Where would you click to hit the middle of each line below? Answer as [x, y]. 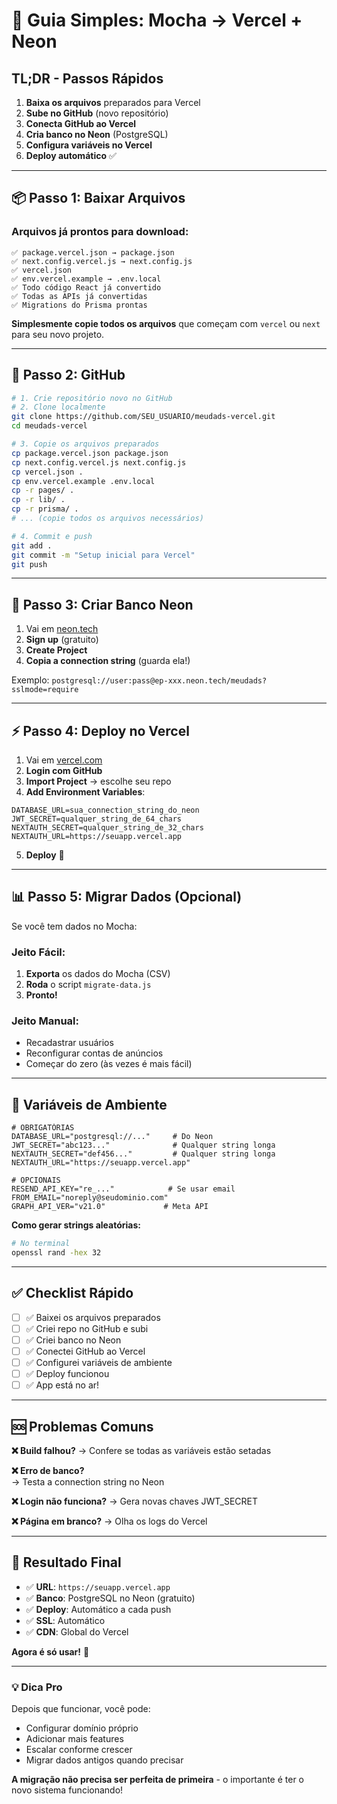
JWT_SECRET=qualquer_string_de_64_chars [97, 819]
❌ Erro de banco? [48, 1471]
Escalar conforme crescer [79, 1750]
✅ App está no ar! [62, 1385]
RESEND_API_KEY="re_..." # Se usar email [123, 1189]
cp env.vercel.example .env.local [83, 481]
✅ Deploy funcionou [67, 1374]
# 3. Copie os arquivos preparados [85, 444]
